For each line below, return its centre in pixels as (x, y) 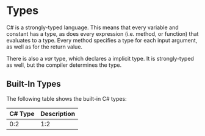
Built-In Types (34, 84)
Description (58, 114)
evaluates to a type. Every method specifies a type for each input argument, (102, 40)
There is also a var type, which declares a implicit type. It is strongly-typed (100, 58)
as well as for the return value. (45, 47)
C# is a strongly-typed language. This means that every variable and (92, 27)
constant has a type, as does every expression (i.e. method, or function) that (103, 33)
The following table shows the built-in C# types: (67, 98)
